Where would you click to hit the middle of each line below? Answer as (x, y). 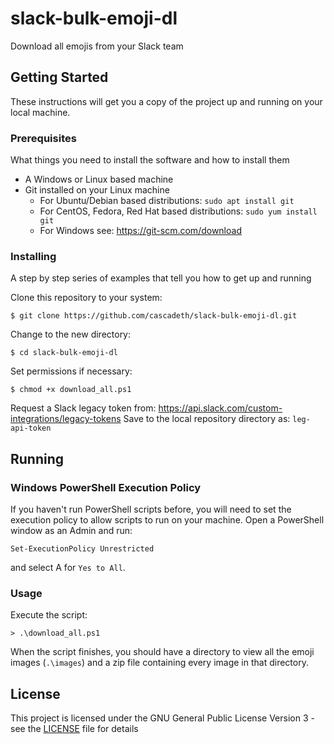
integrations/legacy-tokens (66, 419)
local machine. (40, 112)
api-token (31, 428)
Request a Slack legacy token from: (83, 408)
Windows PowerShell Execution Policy (106, 487)
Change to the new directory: (71, 334)
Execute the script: (49, 615)
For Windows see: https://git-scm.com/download (140, 231)
